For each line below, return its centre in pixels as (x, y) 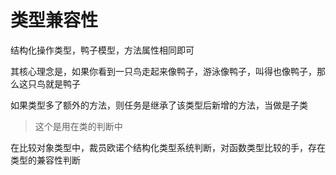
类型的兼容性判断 (45, 160)
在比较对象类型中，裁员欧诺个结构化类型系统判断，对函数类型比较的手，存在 (168, 147)
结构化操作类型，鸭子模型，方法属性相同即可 (102, 50)
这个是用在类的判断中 (78, 126)
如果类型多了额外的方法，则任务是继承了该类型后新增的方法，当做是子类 (159, 105)
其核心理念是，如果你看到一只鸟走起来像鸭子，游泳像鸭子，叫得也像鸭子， (163, 71)
